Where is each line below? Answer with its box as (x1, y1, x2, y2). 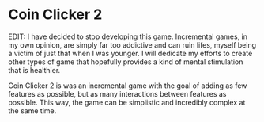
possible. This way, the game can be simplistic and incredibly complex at (8, 97, 246, 107)
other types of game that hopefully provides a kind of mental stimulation (8, 57, 243, 67)
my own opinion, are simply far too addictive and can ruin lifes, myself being (8, 40, 257, 49)
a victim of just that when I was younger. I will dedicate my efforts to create (8, 48, 253, 58)
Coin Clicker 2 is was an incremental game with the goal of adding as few (8, 81, 247, 90)
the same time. (8, 105, 57, 116)
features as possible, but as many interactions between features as (8, 89, 227, 98)
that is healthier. (8, 65, 61, 74)
